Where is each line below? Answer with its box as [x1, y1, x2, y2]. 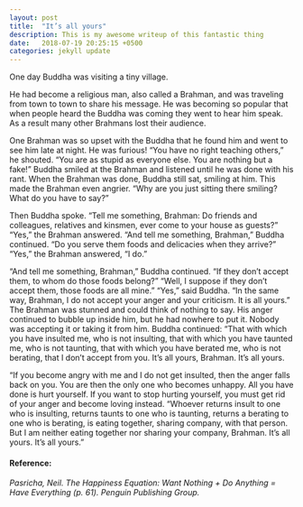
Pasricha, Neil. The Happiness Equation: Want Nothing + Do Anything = [9, 477, 277, 488]
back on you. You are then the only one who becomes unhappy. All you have [9, 380, 294, 391]
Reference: [9, 457, 52, 468]
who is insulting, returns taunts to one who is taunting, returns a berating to [9, 408, 289, 419]
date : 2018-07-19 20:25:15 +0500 [9, 38, 143, 48]
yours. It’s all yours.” [9, 437, 85, 447]
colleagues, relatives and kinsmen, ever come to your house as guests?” [9, 220, 279, 231]
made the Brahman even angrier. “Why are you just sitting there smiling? [9, 183, 278, 194]
